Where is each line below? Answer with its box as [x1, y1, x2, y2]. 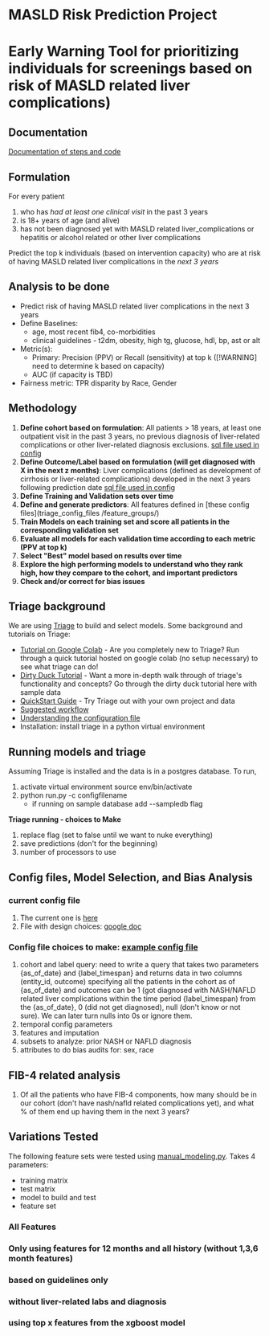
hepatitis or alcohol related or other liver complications [19, 233, 201, 242]
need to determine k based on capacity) [31, 361, 165, 370]
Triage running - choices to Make [8, 815, 122, 824]
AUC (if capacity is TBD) [31, 370, 113, 379]
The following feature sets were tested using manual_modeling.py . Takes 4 [8, 1151, 256, 1161]
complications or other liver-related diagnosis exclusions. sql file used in [19, 439, 259, 449]
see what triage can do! [19, 662, 99, 672]
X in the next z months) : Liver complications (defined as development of [19, 465, 261, 475]
